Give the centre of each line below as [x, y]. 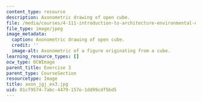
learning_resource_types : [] [43, 56]
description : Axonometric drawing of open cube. [68, 17]
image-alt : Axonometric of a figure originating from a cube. [91, 51]
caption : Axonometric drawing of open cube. [68, 40]
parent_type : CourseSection [41, 73]
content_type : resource [36, 12]
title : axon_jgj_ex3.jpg [37, 85]
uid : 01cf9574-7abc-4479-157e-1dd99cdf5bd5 [62, 90]
